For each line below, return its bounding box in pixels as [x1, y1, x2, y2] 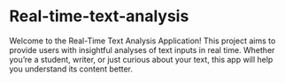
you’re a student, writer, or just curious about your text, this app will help [9, 54, 273, 64]
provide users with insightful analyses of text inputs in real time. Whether [9, 44, 275, 55]
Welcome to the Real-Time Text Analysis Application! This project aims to [9, 35, 276, 46]
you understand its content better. [9, 64, 134, 74]
